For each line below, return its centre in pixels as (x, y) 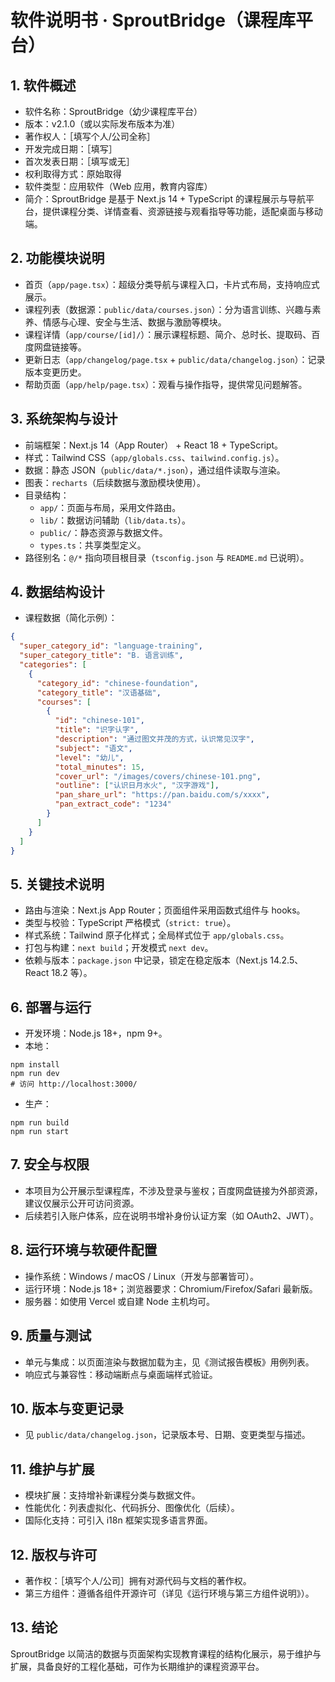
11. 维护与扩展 (52, 1469)
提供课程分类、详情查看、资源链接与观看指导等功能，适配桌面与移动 (182, 211)
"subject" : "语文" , (93, 748)
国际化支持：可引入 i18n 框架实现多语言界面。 (118, 1520)
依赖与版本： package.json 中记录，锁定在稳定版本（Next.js (146, 960)
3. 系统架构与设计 (64, 419)
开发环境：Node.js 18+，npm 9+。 (96, 1033)
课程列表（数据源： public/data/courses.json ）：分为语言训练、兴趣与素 (173, 309)
